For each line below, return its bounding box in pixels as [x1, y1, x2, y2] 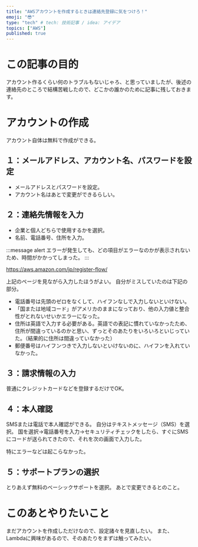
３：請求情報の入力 [6, 368, 76, 378]
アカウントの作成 [6, 116, 90, 130]
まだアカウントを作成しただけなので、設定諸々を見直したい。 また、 [6, 528, 173, 534]
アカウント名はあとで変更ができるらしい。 [14, 191, 118, 198]
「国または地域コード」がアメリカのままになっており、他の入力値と [14, 305, 180, 312]
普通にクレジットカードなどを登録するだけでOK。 [6, 385, 128, 392]
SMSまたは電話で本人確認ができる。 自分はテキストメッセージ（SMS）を [6, 421, 185, 428]
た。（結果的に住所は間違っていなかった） [14, 335, 116, 342]
